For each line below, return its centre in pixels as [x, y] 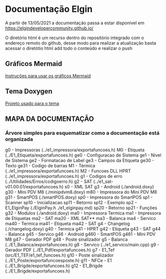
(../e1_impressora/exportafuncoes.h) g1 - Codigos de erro [64, 176]
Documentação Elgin [49, 9]
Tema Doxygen [29, 91]
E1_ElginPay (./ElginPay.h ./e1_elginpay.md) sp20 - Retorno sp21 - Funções [81, 208]
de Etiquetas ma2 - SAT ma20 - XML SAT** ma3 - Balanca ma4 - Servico [81, 219]
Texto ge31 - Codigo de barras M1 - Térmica [50, 166]
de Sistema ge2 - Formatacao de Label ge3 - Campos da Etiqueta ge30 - [80, 161]
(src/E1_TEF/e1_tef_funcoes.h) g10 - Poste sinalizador [59, 255]
